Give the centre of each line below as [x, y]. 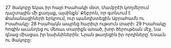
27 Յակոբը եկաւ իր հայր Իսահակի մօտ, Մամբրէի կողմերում [77, 7]
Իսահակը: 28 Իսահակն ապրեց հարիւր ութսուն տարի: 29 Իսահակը [86, 23]
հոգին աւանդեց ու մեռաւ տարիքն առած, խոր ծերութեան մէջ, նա [83, 29]
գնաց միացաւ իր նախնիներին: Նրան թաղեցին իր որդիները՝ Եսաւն [86, 34]
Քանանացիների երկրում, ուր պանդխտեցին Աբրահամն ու [75, 18]
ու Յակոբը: [19, 40]
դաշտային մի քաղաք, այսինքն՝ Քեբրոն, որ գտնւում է [68, 13]
